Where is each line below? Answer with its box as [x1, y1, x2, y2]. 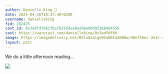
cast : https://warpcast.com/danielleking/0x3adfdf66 [5, 30, 117, 35]
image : [5, 35, 19, 40]
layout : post [5, 40, 32, 45]
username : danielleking [5, 16, 55, 21]
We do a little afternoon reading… [5, 53, 74, 59]
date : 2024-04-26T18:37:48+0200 [5, 12, 72, 17]
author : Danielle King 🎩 [5, 7, 57, 12]
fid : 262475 [5, 21, 30, 26]
